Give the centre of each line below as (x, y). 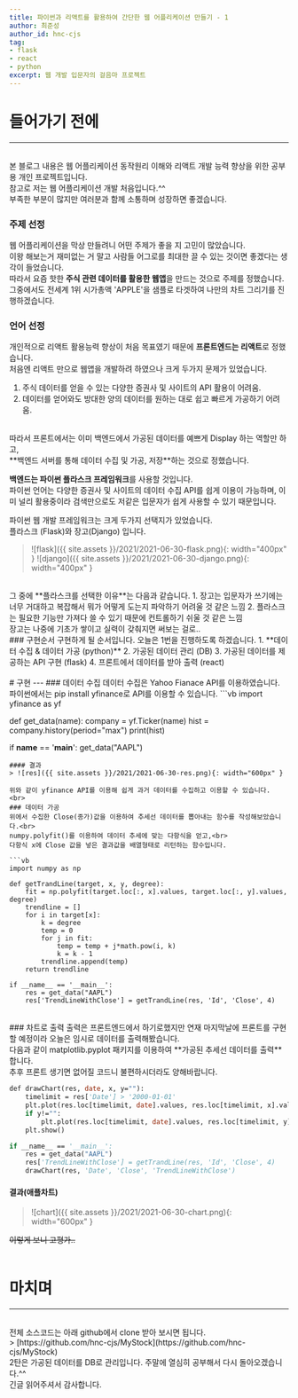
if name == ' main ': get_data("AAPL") (76, 748)
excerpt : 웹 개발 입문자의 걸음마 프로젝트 (78, 75)
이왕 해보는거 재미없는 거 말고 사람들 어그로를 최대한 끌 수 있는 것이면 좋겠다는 (144, 256)
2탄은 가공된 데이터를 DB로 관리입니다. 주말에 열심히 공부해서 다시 (123, 1363)
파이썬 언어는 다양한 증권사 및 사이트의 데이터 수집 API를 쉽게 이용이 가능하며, (143, 491)
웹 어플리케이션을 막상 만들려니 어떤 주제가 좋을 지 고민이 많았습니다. (127, 245)
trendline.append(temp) (85, 962)
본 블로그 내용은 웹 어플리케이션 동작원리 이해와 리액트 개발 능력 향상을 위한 (139, 166)
